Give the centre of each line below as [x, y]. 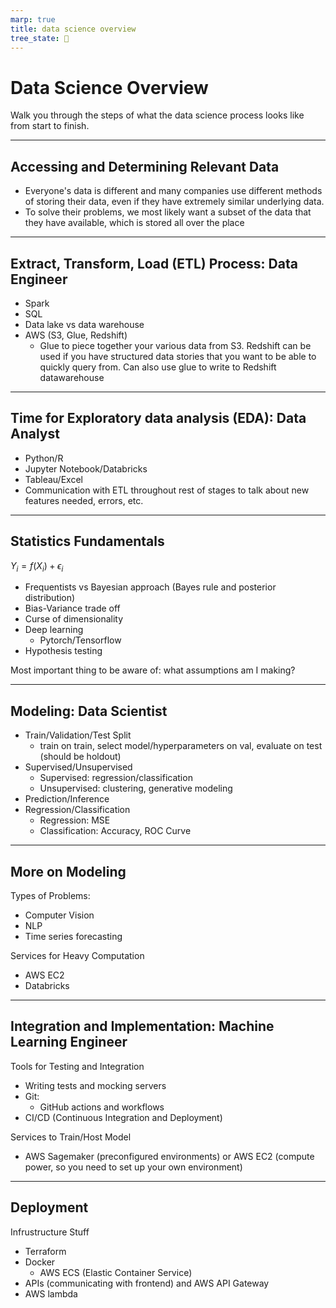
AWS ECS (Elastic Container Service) [116, 1272]
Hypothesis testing [63, 651]
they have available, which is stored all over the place [134, 223]
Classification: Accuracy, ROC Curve [115, 831]
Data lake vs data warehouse [84, 324]
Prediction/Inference [67, 799]
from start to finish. [50, 126]
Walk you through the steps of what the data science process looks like [157, 115]
